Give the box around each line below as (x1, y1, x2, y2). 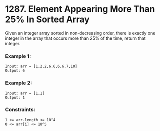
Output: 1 (5, 95, 25, 100)
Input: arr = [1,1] (5, 91, 45, 96)
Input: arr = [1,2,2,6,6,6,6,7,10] (5, 64, 78, 69)
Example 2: (5, 79, 32, 86)
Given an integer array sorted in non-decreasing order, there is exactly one (5, 30, 156, 36)
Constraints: (5, 106, 36, 113)
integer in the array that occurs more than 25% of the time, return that (5, 35, 146, 41)
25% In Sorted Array (5, 14, 90, 25)
